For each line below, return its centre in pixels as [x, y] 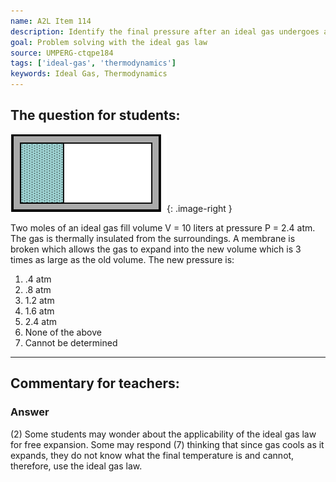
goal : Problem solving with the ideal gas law [109, 42]
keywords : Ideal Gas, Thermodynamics [89, 74]
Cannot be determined [71, 342]
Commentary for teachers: [95, 383]
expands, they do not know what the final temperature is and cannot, [152, 455]
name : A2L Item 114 [51, 21]
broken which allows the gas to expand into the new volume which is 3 [156, 249]
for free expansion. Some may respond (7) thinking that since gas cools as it [167, 444]
